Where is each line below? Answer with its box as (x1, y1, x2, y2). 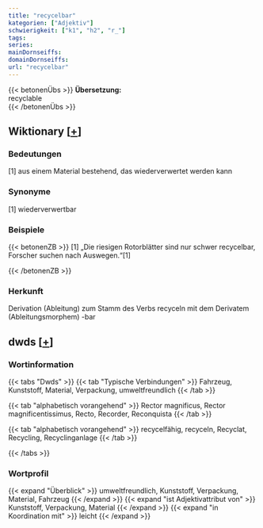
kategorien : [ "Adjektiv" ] (8, 19, 93, 27)
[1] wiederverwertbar (8, 204, 77, 214)
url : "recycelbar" (8, 63, 69, 71)
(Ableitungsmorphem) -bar (8, 312, 97, 322)
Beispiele (8, 224, 45, 235)
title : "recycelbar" (8, 11, 77, 20)
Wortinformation (8, 358, 74, 369)
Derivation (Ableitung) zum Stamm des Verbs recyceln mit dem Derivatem (8, 304, 250, 313)
